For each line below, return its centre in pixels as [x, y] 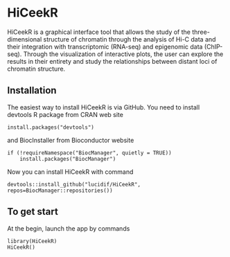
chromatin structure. [36, 69]
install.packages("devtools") [51, 127]
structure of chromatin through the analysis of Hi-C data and [130, 39]
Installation [32, 90]
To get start [33, 212]
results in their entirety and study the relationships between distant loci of [112, 61]
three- [201, 32]
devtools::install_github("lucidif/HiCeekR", [74, 184]
